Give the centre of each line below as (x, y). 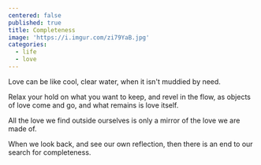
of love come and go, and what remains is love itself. (93, 105)
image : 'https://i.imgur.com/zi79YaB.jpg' (79, 37)
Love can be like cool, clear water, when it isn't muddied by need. (114, 81)
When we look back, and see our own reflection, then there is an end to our (131, 144)
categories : (28, 45)
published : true (35, 23)
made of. (22, 128)
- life (26, 52)
